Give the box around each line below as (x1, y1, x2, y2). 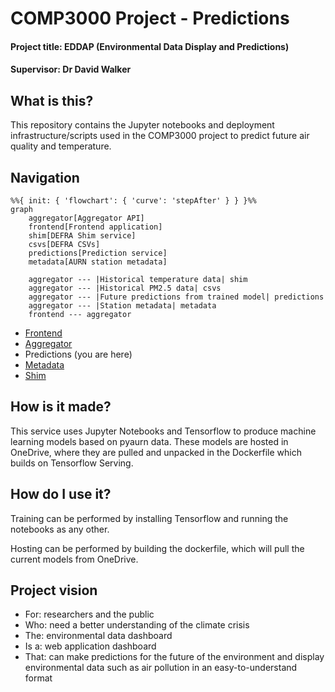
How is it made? (10, 398, 112, 416)
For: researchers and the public (24, 608, 155, 621)
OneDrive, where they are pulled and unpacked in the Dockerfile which (10, 446, 302, 458)
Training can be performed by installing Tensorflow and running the (10, 512, 289, 524)
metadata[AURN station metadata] (28, 257, 168, 267)
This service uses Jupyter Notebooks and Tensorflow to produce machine (10, 425, 317, 437)
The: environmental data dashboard (24, 630, 173, 642)
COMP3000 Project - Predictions (10, 7, 290, 30)
